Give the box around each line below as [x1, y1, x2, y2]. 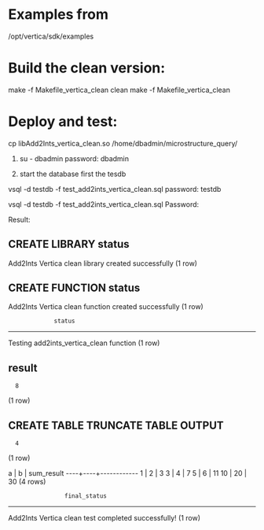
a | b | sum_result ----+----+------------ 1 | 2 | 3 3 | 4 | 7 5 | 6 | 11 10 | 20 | [8, 469, 247, 478]
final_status [64, 492, 108, 500]
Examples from [8, 6, 108, 24]
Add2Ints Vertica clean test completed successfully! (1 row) [8, 513, 201, 523]
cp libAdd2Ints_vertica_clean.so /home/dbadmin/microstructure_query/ [8, 138, 238, 148]
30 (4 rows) [8, 477, 46, 487]
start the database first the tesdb [19, 169, 126, 179]
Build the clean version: [8, 59, 166, 77]
